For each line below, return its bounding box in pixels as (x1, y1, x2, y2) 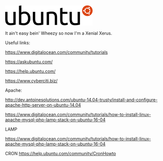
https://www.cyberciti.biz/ (5, 78, 58, 83)
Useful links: (5, 40, 30, 46)
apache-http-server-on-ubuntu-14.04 (5, 102, 81, 108)
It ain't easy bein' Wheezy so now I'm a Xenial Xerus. (5, 30, 112, 36)
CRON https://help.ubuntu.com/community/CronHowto (5, 151, 116, 156)
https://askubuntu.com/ (5, 59, 53, 64)
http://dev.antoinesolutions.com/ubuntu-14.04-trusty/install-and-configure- (5, 97, 158, 103)
